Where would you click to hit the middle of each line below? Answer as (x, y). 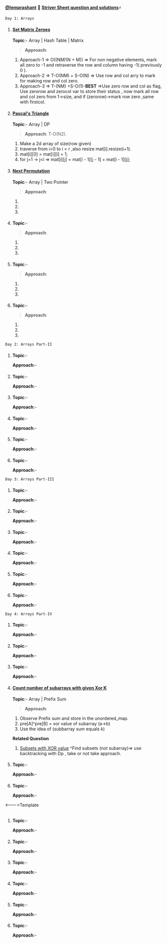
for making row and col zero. (49, 81)
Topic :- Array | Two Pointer (40, 182)
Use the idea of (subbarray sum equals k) (62, 729)
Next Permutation (31, 171)
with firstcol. (33, 102)
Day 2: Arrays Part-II (29, 344)
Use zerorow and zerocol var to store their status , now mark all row (89, 91)
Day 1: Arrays (20, 18)
